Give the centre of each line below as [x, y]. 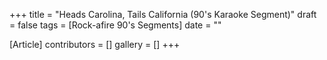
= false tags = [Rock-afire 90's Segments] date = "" [115, 25]
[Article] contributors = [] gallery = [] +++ [95, 44]
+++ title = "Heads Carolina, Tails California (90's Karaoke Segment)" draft [163, 14]
